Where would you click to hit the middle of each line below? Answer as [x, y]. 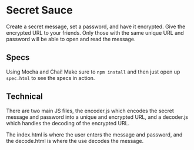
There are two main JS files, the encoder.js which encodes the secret [90, 111]
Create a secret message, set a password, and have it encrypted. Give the [96, 26]
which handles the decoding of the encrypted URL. [68, 123]
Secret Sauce [39, 10]
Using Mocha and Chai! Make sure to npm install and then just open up [93, 72]
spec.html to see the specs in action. [51, 78]
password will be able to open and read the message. [71, 39]
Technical [24, 97]
